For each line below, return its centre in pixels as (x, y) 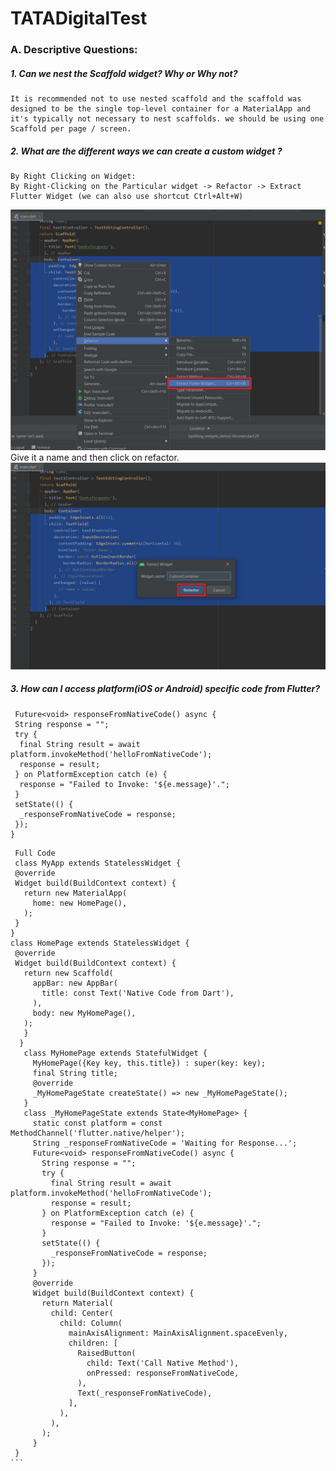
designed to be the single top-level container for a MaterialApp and (160, 109)
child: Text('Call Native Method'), (163, 1363)
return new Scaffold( (68, 973)
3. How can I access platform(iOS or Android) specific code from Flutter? (165, 689)
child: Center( (82, 1313)
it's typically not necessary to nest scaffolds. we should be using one (167, 119)
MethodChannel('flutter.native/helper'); (98, 1133)
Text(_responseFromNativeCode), (145, 1393)
